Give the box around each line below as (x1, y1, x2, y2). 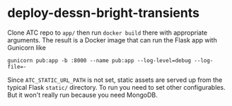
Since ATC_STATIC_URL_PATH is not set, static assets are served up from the (7, 76, 223, 84)
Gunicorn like (7, 43, 46, 52)
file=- (7, 63, 27, 70)
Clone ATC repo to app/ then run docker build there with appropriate (7, 28, 208, 37)
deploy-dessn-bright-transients (7, 5, 200, 21)
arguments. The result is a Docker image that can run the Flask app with (7, 35, 217, 44)
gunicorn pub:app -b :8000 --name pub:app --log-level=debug (7, 57, 192, 64)
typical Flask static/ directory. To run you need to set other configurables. (7, 83, 226, 91)
